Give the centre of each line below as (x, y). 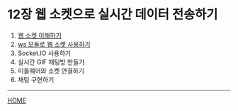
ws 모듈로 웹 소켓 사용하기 (54, 44)
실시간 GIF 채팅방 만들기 (51, 62)
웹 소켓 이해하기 (39, 35)
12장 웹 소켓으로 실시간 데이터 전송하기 (113, 14)
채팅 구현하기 (36, 79)
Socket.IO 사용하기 (44, 53)
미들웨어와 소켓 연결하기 (51, 71)
